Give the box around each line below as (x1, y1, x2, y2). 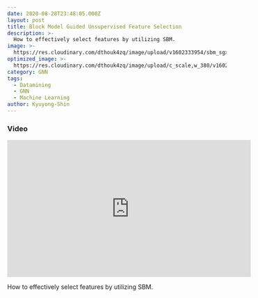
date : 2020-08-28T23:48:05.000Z (7, 10, 101, 17)
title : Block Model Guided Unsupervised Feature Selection (7, 23, 182, 30)
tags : (7, 74, 23, 82)
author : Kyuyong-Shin (7, 101, 70, 108)
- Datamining (13, 81, 51, 88)
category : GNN (7, 68, 49, 75)
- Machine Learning (13, 95, 70, 102)
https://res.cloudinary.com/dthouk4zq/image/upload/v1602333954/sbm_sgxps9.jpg (13, 49, 250, 56)
